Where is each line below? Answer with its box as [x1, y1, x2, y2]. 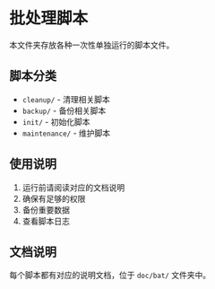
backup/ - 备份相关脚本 [21, 105, 107, 116]
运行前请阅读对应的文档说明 [21, 181, 125, 193]
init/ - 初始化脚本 [21, 116, 90, 127]
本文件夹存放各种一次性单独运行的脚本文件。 [9, 39, 175, 50]
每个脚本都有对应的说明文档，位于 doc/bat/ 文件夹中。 [9, 270, 211, 281]
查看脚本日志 [21, 215, 70, 226]
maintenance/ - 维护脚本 [21, 127, 111, 138]
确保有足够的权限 [21, 193, 86, 204]
